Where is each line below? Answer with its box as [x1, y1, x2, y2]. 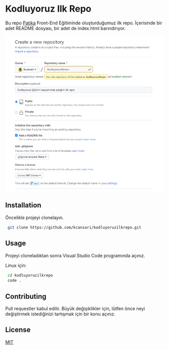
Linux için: [5, 262, 27, 268]
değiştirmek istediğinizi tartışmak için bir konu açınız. [5, 311, 115, 317]
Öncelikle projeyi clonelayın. [5, 214, 64, 221]
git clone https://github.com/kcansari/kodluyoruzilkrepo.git [7, 225, 142, 230]
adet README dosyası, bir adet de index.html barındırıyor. [5, 25, 126, 31]
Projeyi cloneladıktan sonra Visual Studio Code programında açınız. [5, 252, 145, 259]
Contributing [5, 292, 47, 301]
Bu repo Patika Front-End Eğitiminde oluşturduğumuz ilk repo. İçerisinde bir [5, 20, 162, 26]
